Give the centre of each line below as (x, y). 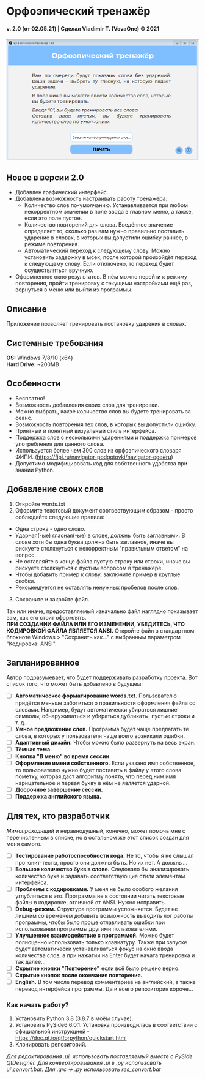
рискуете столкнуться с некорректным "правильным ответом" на (101, 548)
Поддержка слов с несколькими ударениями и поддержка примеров (106, 437)
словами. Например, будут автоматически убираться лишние (96, 709)
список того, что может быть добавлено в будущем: (75, 684)
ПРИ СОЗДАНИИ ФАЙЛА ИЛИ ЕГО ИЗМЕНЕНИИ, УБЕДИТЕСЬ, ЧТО (95, 624)
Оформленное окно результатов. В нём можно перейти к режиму (101, 277)
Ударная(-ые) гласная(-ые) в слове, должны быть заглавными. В (100, 535)
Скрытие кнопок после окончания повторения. (79, 976)
